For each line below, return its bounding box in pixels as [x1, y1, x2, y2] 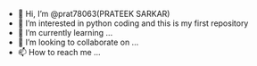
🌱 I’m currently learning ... [17, 28, 113, 37]
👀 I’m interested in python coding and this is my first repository [17, 18, 249, 29]
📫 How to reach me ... [17, 47, 101, 57]
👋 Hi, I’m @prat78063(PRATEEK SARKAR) [17, 9, 170, 19]
